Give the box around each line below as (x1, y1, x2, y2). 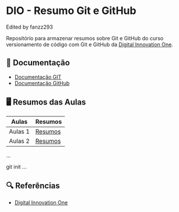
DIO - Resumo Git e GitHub (6, 4, 136, 18)
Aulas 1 (9, 127, 30, 135)
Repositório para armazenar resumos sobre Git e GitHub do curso (6, 34, 164, 41)
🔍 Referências (6, 180, 60, 190)
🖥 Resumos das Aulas (6, 98, 86, 107)
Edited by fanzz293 (6, 23, 54, 30)
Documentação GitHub (14, 79, 70, 86)
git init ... (6, 163, 27, 170)
